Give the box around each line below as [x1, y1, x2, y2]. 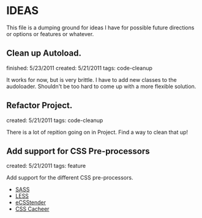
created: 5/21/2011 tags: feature [6, 162, 86, 170]
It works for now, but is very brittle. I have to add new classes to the [6, 76, 177, 83]
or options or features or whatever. [6, 30, 94, 37]
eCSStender [15, 199, 47, 206]
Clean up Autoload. [6, 48, 81, 59]
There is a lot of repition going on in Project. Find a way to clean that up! [6, 128, 189, 136]
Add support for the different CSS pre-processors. [6, 174, 133, 181]
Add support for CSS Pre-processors [6, 146, 150, 156]
